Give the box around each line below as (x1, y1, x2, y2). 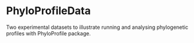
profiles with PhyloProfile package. (6, 29, 91, 37)
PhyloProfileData (6, 4, 91, 18)
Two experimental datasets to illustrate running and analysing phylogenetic (6, 24, 189, 31)
